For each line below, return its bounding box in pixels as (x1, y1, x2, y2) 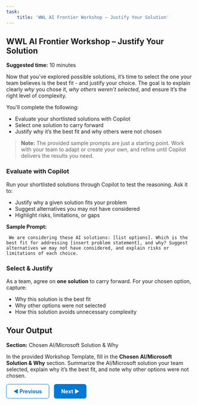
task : (6, 8, 20, 15)
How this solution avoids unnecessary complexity (14, 308, 137, 315)
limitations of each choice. (6, 250, 79, 256)
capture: (6, 284, 27, 291)
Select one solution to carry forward (14, 122, 104, 129)
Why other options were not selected (14, 302, 106, 309)
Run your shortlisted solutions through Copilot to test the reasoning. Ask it (6, 180, 188, 188)
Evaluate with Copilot (6, 167, 70, 176)
